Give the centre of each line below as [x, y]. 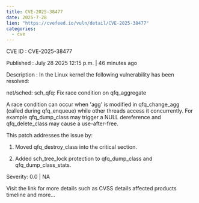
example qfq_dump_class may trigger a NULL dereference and [84, 117]
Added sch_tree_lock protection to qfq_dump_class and [84, 159]
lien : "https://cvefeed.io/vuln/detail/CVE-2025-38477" [78, 23]
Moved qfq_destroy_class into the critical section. [76, 147]
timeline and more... [31, 195]
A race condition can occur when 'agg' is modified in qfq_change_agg [93, 105]
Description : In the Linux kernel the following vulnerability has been [90, 75]
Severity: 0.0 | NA [28, 177]
